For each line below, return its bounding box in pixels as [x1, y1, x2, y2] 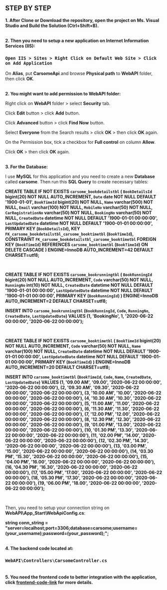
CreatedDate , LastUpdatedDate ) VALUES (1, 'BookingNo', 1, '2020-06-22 [5, 313, 154, 319]
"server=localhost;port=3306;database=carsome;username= [5, 525, 138, 531]
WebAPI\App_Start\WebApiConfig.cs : [5, 510, 86, 516]
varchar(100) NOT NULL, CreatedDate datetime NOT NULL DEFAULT [5, 348, 146, 354]
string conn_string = [5, 520, 48, 526]
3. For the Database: [5, 164, 48, 170]
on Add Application [5, 60, 52, 66]
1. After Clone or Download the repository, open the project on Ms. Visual [5, 17, 160, 23]
